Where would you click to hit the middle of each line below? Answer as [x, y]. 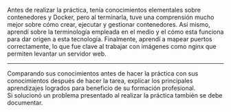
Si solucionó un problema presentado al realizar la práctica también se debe [115, 95]
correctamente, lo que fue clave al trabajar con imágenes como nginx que [112, 46]
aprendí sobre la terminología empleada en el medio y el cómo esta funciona [115, 32]
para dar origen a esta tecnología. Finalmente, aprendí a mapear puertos [110, 39]
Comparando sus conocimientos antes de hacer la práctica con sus [103, 74]
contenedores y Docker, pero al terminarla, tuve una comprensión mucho [111, 17]
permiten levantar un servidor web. [57, 54]
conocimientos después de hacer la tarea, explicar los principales [100, 81]
